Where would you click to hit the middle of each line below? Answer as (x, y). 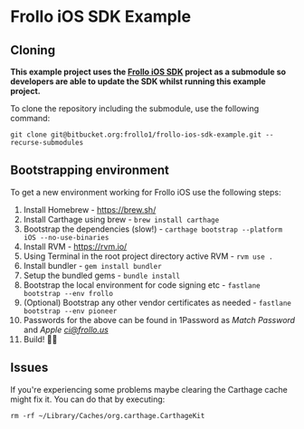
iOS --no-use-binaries (66, 237)
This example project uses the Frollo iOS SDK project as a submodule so (148, 71)
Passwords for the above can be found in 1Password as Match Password (159, 319)
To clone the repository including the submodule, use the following (135, 109)
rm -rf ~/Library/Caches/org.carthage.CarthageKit (108, 415)
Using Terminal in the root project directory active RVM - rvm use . (148, 256)
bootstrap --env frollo (68, 293)
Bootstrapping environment (90, 171)
